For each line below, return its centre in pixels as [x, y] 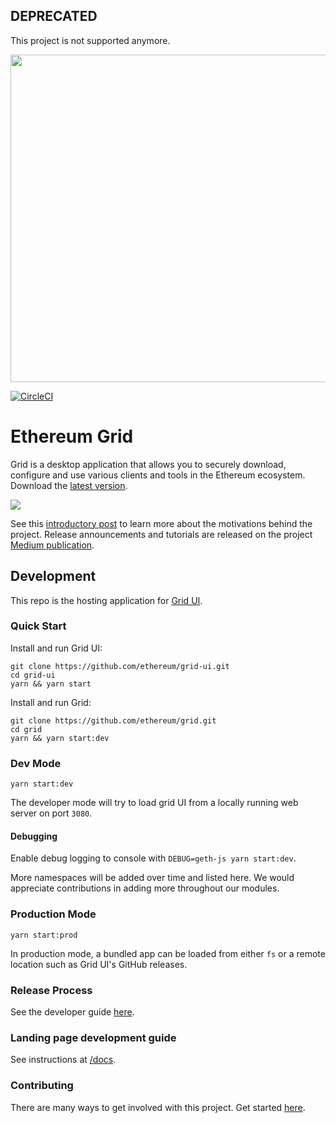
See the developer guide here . [72, 1011]
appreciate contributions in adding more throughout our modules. [145, 888]
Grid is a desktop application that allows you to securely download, [148, 464]
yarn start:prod [44, 935]
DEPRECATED [54, 16]
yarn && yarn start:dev [60, 738]
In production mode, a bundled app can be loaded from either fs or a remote [168, 953]
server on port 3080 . [51, 813]
